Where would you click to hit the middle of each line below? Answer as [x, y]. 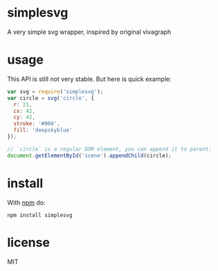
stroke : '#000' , [37, 124]
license [29, 242]
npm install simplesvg [40, 215]
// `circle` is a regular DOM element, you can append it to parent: [110, 149]
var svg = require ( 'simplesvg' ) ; [55, 91]
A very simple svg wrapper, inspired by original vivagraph [89, 32]
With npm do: [27, 203]
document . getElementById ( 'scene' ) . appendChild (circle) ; [89, 156]
